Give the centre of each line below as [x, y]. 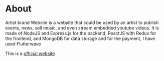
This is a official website [30, 53]
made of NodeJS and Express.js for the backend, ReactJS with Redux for [81, 33]
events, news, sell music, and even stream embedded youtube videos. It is [82, 27]
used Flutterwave [23, 43]
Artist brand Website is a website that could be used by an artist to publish [82, 22]
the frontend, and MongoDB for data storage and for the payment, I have [80, 38]
